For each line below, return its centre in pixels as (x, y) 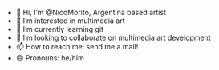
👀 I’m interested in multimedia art (71, 21)
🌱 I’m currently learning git (60, 29)
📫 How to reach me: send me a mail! (77, 47)
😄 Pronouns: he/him (50, 58)
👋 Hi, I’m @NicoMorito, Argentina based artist (91, 12)
